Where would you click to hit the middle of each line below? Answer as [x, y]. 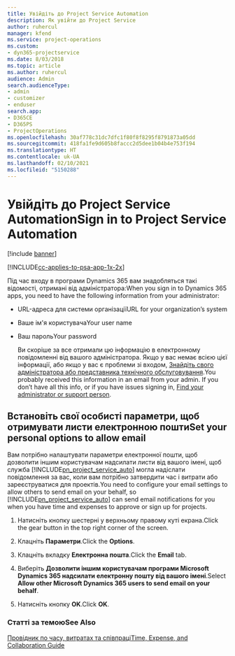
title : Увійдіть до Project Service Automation [78, 14]
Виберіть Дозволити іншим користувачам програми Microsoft [113, 569]
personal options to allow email [77, 438]
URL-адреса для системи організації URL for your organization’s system [122, 309]
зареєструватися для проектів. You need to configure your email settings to [117, 485]
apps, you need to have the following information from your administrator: [114, 295]
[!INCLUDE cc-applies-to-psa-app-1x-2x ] [66, 267]
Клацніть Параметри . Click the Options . [76, 541]
